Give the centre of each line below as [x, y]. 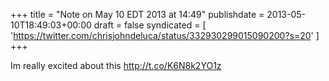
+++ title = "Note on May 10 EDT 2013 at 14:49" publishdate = [137, 14]
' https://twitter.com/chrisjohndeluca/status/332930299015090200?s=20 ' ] [165, 35]
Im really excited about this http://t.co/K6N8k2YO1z [116, 65]
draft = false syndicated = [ [150, 25]
